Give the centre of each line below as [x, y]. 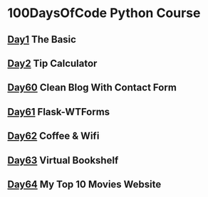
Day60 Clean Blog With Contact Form [92, 88]
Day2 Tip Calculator [52, 63]
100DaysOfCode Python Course [104, 13]
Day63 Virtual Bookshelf [63, 160]
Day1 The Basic [42, 39]
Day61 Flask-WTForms [59, 112]
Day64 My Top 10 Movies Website [84, 184]
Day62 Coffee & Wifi [53, 136]
